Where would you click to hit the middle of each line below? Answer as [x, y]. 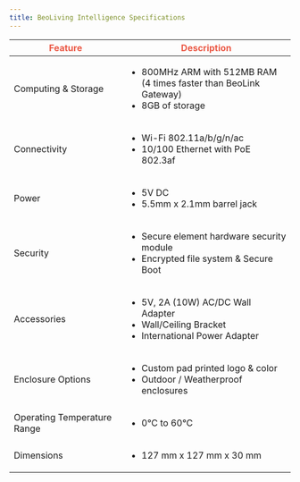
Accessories [40, 318]
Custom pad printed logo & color [210, 368]
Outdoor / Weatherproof [192, 379]
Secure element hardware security [214, 236]
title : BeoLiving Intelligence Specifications [97, 17]
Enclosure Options [52, 379]
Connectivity [41, 148]
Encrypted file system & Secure [208, 258]
